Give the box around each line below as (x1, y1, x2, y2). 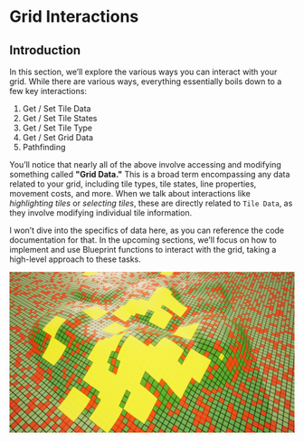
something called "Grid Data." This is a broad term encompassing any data (9, 169, 290, 179)
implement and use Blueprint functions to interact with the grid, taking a (9, 245, 277, 255)
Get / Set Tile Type (22, 122, 93, 133)
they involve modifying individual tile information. (9, 207, 193, 218)
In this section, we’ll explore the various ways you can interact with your (9, 66, 278, 77)
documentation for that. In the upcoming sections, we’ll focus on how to (9, 235, 278, 245)
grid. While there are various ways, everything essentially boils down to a (9, 76, 282, 87)
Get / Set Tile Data (22, 103, 91, 114)
